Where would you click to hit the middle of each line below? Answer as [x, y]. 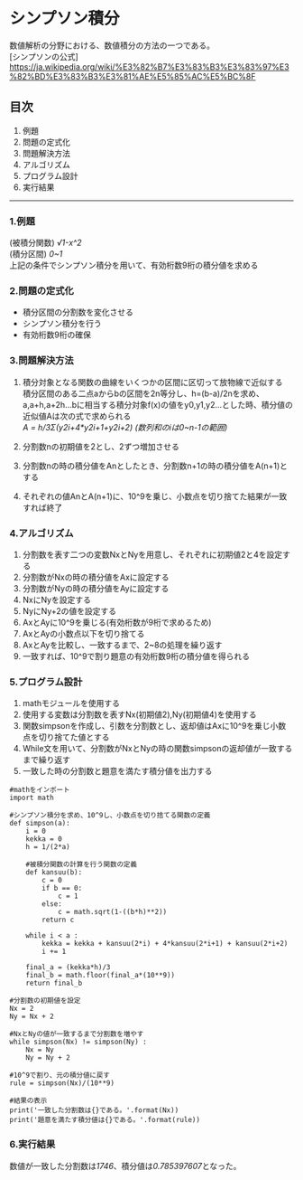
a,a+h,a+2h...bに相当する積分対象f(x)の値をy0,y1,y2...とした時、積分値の [157, 404]
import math [32, 798]
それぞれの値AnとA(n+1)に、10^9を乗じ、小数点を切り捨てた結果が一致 [155, 496]
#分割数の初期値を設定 [45, 1001]
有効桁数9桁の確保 [57, 335]
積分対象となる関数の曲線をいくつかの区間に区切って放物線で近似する [152, 382]
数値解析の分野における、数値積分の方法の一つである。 [112, 45]
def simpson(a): [40, 824]
